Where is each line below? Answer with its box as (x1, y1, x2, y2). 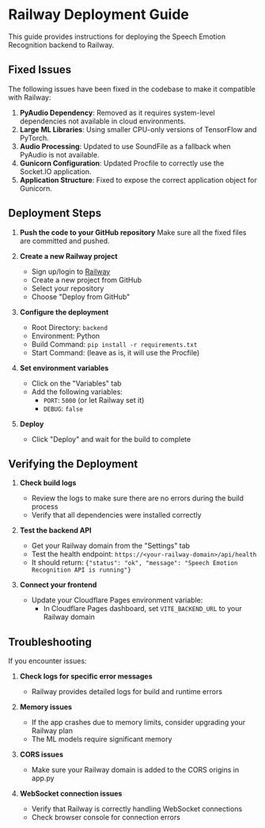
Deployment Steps (8, 207, 101, 220)
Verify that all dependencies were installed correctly (31, 511, 202, 520)
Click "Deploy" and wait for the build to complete (31, 434, 191, 444)
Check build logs (19, 478, 77, 488)
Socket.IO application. (19, 166, 93, 176)
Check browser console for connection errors (31, 813, 180, 822)
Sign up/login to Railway (31, 267, 111, 276)
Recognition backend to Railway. (8, 40, 115, 49)
